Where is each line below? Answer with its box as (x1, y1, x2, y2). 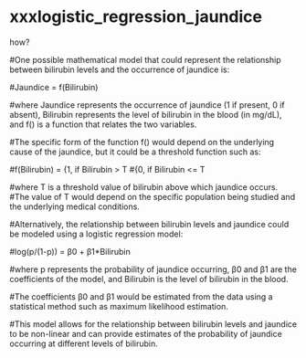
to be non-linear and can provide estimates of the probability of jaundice (9, 328, 283, 339)
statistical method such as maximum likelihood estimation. (9, 300, 228, 311)
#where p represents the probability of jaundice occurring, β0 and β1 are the (9, 263, 297, 275)
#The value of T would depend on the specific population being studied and (9, 191, 295, 202)
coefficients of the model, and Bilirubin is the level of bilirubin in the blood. (9, 273, 290, 284)
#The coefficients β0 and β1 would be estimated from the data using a (9, 290, 273, 302)
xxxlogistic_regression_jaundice (9, 6, 263, 27)
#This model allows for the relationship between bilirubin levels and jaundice (9, 318, 298, 330)
